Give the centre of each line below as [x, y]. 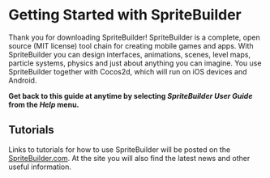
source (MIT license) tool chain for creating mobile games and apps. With [131, 45]
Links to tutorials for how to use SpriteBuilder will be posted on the [120, 149]
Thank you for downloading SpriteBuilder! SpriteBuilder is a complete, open [135, 37]
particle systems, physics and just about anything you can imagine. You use [135, 63]
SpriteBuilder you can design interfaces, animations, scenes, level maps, [130, 54]
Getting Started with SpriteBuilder [125, 15]
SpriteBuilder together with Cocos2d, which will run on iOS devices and [128, 71]
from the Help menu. [44, 104]
